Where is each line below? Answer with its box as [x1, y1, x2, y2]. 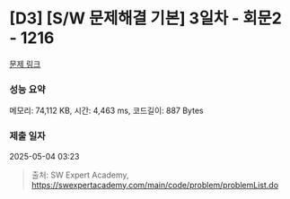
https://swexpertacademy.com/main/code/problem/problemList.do [31, 179, 279, 190]
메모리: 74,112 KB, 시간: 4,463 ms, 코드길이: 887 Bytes [9, 105, 204, 117]
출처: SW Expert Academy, [31, 169, 129, 180]
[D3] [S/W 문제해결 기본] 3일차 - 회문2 [9, 8, 283, 29]
